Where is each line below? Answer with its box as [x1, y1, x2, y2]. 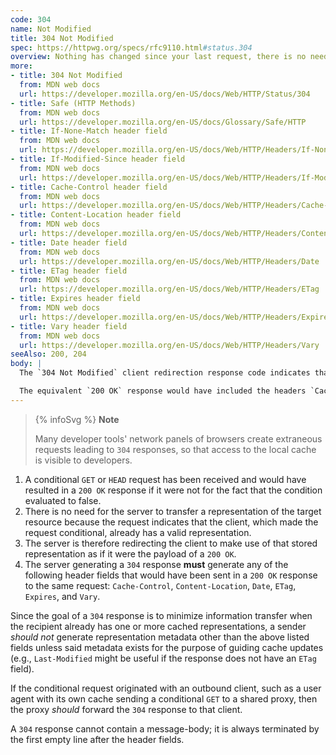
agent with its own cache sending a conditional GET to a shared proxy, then [10, 692, 318, 705]
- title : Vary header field [10, 321, 128, 331]
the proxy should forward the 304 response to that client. [10, 703, 243, 715]
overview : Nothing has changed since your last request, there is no [10, 52, 307, 62]
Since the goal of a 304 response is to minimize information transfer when [10, 609, 313, 621]
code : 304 [10, 14, 52, 25]
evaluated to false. [24, 494, 102, 506]
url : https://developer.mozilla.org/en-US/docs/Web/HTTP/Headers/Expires [19, 312, 333, 322]
